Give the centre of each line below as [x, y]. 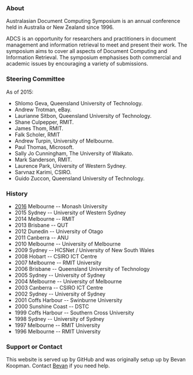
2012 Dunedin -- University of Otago [59, 231]
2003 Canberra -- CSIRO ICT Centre [59, 287]
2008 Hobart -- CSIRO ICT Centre [56, 256]
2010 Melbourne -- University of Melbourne [68, 244]
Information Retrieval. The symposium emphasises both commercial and [94, 58]
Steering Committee [36, 79]
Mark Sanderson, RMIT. [43, 160]
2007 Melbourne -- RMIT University [58, 263]
